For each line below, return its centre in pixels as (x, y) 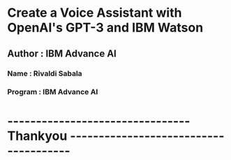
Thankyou (37, 136)
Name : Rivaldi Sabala (45, 73)
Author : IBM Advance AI (62, 53)
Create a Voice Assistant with (95, 13)
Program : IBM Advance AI (53, 92)
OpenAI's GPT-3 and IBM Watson (105, 28)
